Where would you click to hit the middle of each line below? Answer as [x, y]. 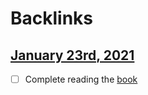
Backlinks [52, 18]
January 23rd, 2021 [72, 55]
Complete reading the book [81, 79]
